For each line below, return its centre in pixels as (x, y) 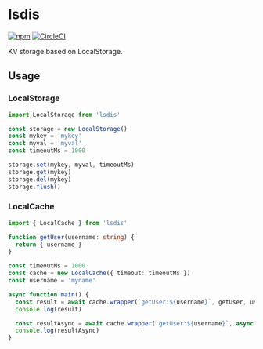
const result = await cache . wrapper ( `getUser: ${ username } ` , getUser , (131, 302)
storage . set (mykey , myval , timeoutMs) (71, 165)
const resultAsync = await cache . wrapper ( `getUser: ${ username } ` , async (135, 323)
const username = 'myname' (52, 281)
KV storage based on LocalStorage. (65, 51)
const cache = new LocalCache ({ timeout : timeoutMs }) (99, 273)
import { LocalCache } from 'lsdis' (68, 223)
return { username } (49, 245)
